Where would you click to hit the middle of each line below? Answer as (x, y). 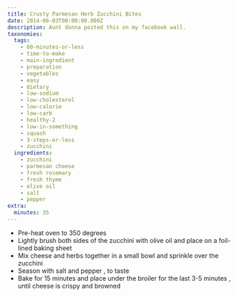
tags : (22, 41)
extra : (17, 206)
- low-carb (36, 113)
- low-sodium (40, 93)
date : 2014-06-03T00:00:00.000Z (55, 21)
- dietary (35, 87)
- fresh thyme (41, 179)
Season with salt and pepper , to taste (73, 271)
